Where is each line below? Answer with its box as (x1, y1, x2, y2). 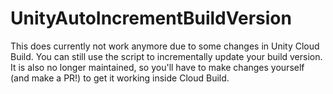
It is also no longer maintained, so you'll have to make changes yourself (10, 61, 305, 73)
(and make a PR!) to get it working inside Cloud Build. (10, 72, 230, 84)
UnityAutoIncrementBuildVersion (10, 7, 292, 30)
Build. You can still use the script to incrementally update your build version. (10, 50, 323, 62)
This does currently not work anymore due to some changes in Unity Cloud (10, 40, 320, 52)
